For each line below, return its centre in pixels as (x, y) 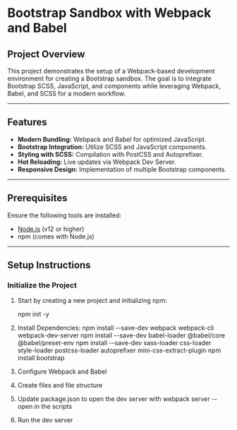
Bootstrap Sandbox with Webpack (109, 13)
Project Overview (46, 54)
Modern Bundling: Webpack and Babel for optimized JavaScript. (112, 139)
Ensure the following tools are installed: (65, 215)
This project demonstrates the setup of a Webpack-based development (111, 71)
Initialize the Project (42, 285)
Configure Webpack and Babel (62, 371)
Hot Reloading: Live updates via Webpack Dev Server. (97, 162)
